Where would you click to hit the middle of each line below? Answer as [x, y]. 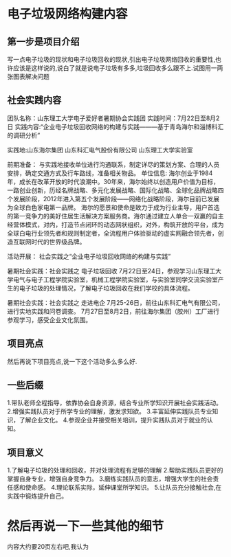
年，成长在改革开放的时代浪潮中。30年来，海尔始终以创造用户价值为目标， [113, 181]
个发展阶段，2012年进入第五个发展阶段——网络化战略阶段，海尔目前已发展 [113, 198]
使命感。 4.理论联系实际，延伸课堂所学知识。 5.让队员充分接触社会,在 [123, 488]
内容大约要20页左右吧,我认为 [48, 547]
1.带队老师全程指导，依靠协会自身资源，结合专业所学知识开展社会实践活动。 [114, 403]
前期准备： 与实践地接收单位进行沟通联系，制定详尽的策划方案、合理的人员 [113, 164]
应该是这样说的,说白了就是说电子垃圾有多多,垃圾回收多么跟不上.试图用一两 [118, 68]
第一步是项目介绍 [43, 42]
